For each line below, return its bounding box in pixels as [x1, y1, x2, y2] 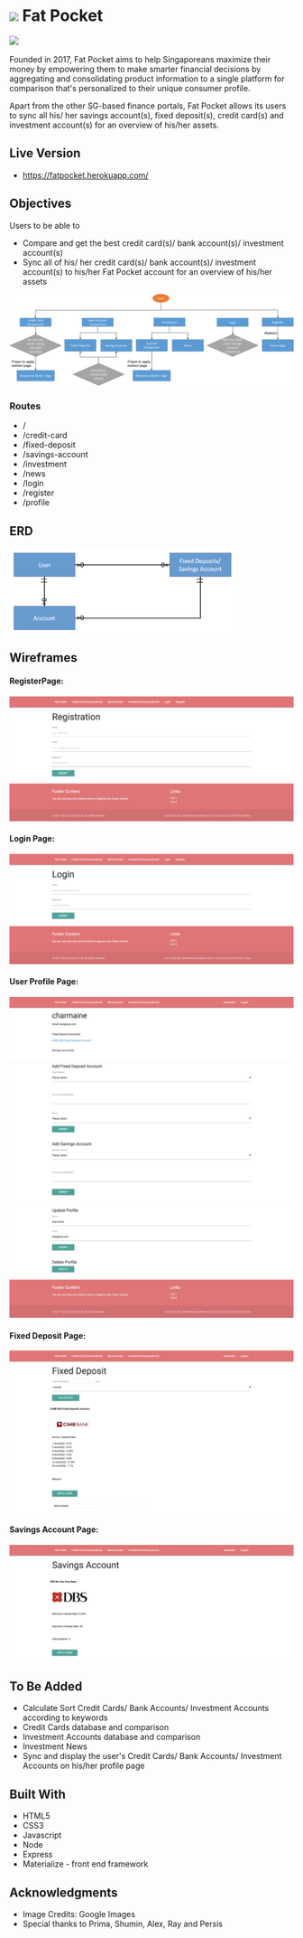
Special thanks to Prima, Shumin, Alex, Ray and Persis [22, 1918, 224, 1930]
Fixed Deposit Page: [9, 1330, 87, 1341]
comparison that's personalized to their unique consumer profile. [9, 82, 251, 93]
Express [22, 1849, 53, 1860]
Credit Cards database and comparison [22, 1722, 170, 1733]
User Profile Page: [9, 976, 79, 987]
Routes [9, 400, 41, 412]
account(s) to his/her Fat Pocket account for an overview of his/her [22, 266, 272, 277]
